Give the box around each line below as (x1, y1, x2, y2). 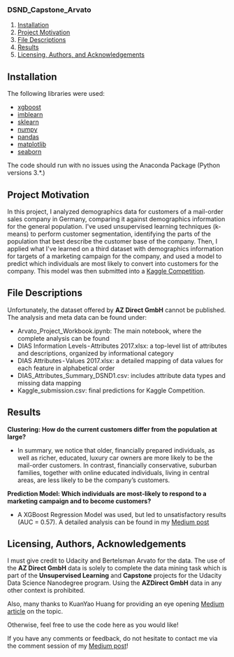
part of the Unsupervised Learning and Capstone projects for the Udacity (7, 572, 222, 580)
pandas (17, 133, 40, 141)
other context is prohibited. (7, 586, 85, 595)
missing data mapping (17, 379, 82, 387)
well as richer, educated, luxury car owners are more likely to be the (17, 453, 213, 462)
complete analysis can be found (17, 334, 110, 342)
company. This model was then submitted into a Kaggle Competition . (7, 267, 206, 275)
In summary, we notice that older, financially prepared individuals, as (17, 446, 215, 454)
